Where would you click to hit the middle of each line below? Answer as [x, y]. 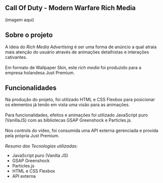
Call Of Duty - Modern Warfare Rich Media [70, 8]
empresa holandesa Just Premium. [40, 73]
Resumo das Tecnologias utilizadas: [41, 146]
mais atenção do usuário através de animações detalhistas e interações [77, 52]
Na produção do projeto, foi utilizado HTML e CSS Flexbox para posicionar [80, 100]
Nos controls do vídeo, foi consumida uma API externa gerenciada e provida [82, 130]
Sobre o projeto [29, 35]
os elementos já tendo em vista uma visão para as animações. [68, 105]
